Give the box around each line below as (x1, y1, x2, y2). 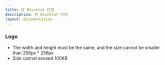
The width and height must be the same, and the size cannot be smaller (12, 44, 160, 50)
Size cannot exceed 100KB (12, 55, 68, 61)
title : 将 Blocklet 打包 (5, 7, 55, 12)
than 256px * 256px (12, 49, 54, 55)
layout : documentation (5, 16, 52, 21)
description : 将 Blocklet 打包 (5, 12, 68, 17)
